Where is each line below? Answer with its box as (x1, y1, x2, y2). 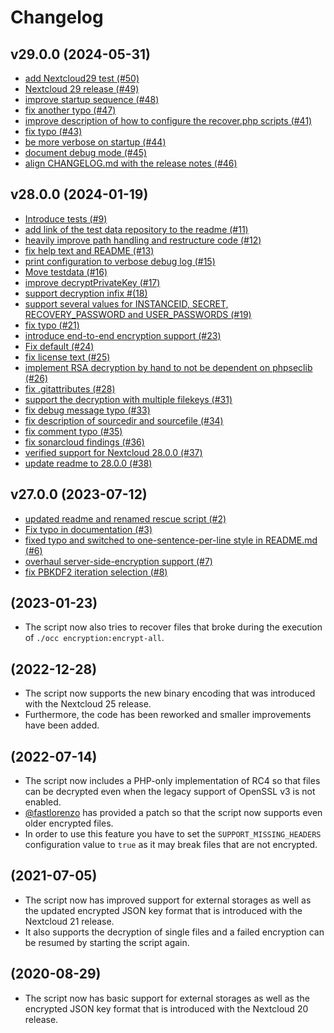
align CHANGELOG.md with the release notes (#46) (24, 157, 238, 169)
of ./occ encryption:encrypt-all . (24, 632, 165, 644)
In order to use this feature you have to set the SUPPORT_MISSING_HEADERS (24, 828, 322, 840)
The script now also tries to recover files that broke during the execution (24, 621, 323, 633)
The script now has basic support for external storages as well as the (24, 992, 310, 1004)
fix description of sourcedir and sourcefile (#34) (24, 414, 224, 426)
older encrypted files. (24, 817, 114, 830)
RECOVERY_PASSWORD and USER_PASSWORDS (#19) (24, 308, 252, 320)
